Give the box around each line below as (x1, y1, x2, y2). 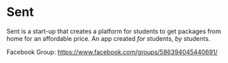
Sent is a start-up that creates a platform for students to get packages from (6, 27, 221, 35)
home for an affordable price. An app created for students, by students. (6, 34, 211, 42)
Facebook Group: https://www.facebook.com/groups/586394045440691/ (6, 48, 218, 56)
